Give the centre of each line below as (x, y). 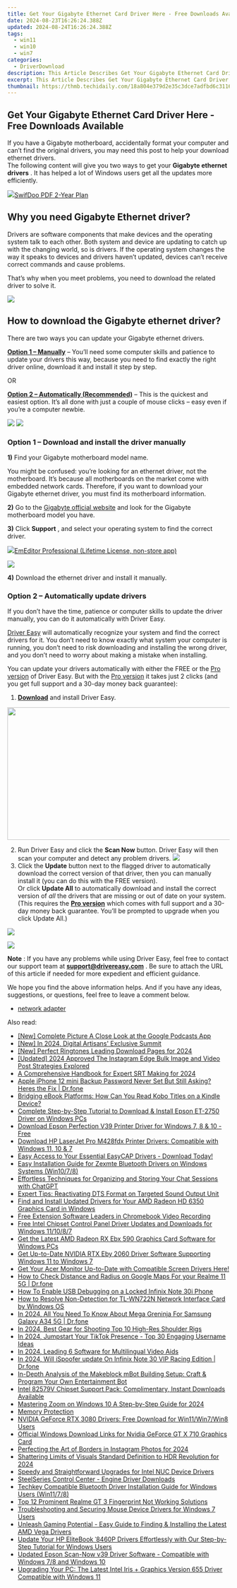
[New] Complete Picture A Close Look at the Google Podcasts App (114, 1036)
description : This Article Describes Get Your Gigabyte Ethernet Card (113, 73)
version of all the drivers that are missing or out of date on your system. (122, 896)
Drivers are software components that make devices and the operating (110, 234)
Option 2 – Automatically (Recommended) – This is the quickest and (108, 394)
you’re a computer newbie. (46, 409)
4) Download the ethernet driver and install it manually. (87, 578)
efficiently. (23, 180)
